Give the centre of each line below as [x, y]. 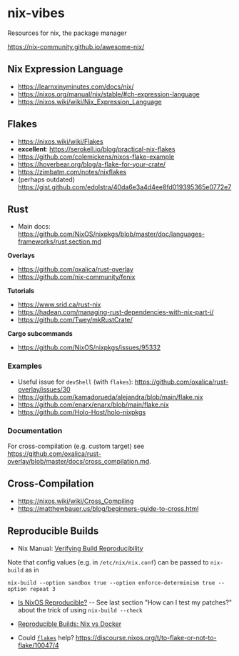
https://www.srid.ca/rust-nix [59, 304]
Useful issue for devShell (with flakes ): [75, 382]
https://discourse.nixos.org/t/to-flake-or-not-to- [146, 637]
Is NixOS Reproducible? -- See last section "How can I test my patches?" [125, 602]
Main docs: [34, 227]
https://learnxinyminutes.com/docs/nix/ [76, 86]
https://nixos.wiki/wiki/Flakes [60, 141]
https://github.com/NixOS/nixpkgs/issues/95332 [89, 347]
